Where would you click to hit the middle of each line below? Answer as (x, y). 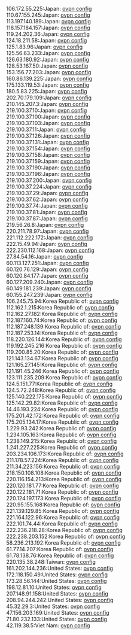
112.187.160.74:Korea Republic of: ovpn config (62, 320)
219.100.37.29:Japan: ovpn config (47, 193)
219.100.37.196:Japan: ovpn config (48, 174)
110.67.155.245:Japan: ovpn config (48, 15)
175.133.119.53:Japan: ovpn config (48, 85)
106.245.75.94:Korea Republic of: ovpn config (63, 301)
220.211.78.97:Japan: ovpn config (48, 231)
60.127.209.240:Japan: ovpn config (50, 282)
